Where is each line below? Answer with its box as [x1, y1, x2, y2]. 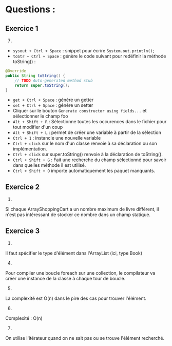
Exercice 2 [5, 182, 40, 191]
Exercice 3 [5, 226, 40, 235]
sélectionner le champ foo [12, 113, 68, 119]
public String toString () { [5, 73, 66, 78]
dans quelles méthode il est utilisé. [12, 162, 86, 168]
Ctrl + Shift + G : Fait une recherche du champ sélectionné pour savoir [12, 157, 167, 163]
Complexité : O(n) [5, 315, 43, 321]
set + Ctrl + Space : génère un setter [12, 102, 93, 108]
